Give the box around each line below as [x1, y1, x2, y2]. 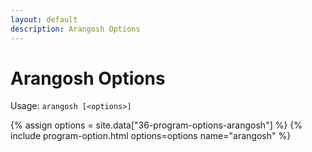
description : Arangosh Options [10, 24, 141, 34]
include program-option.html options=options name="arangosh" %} [10, 130, 292, 142]
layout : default [10, 14, 78, 25]
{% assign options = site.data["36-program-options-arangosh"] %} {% [10, 119, 303, 131]
